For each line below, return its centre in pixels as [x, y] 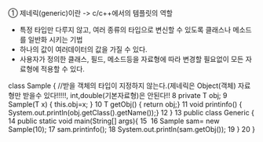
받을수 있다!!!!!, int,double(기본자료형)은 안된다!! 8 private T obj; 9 [125, 95]
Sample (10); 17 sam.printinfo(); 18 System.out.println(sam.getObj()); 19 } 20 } [131, 129]
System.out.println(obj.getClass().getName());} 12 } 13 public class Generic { [131, 113]
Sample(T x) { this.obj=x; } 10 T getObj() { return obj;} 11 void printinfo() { [125, 104]
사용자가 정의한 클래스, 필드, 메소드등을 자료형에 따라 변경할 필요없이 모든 [131, 59]
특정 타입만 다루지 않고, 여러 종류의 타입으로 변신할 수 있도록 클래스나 [125, 30]
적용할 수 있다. [62, 69]
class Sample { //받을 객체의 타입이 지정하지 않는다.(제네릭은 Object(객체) [122, 86]
